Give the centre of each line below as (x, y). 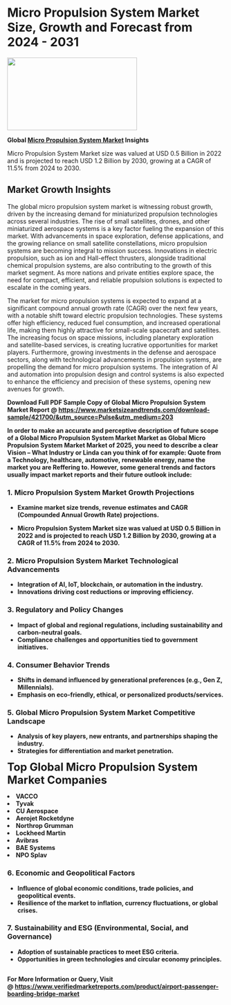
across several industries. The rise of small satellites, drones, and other (109, 221)
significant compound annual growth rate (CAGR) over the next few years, (112, 308)
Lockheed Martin (41, 833)
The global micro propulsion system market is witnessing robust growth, (110, 206)
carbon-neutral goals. (49, 632)
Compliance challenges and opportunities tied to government (108, 639)
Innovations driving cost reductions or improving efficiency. (105, 592)
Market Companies (57, 780)
